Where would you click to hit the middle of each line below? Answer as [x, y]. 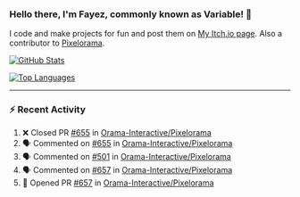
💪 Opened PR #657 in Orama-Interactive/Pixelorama [118, 183]
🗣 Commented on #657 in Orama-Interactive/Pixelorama [127, 169]
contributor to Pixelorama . [57, 43]
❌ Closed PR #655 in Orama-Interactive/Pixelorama [117, 132]
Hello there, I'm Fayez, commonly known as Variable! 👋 [131, 14]
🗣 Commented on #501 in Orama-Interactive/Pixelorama [127, 156]
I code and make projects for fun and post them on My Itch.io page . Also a [146, 34]
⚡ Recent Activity [48, 110]
